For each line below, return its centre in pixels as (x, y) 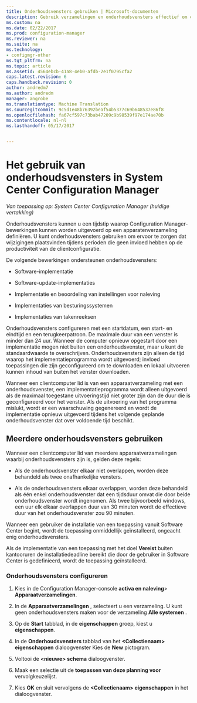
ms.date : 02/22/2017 (31, 28)
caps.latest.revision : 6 (36, 77)
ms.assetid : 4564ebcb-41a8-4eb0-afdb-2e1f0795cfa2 (69, 71)
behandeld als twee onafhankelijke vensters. (68, 477)
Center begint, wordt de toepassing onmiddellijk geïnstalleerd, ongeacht (93, 530)
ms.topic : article (28, 66)
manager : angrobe (27, 98)
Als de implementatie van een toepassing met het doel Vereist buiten (89, 548)
